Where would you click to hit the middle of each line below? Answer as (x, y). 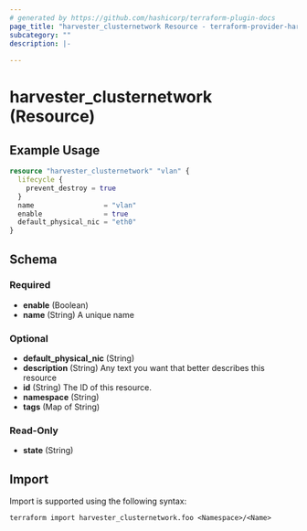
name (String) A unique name (79, 314)
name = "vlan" (77, 205)
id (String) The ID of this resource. (87, 388)
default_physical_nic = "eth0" (77, 222)
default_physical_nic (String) (79, 358)
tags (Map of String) (61, 407)
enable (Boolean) (55, 305)
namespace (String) (61, 398)
